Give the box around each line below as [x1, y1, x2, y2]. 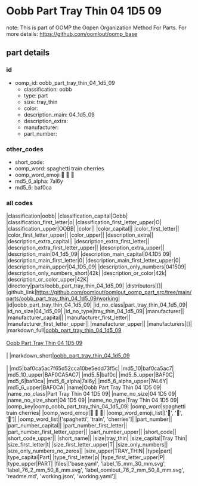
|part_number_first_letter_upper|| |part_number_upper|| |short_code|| [6, 429, 177, 436]
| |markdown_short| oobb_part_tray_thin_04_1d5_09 [6, 352, 130, 359]
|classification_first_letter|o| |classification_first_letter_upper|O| [6, 219, 162, 226]
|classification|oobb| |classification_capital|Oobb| [6, 212, 128, 219]
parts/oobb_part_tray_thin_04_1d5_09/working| [6, 295, 120, 302]
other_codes [6, 145, 44, 153]
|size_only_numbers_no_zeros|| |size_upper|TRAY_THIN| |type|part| [6, 447, 172, 455]
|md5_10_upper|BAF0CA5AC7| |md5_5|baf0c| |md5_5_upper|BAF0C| [6, 371, 175, 378]
